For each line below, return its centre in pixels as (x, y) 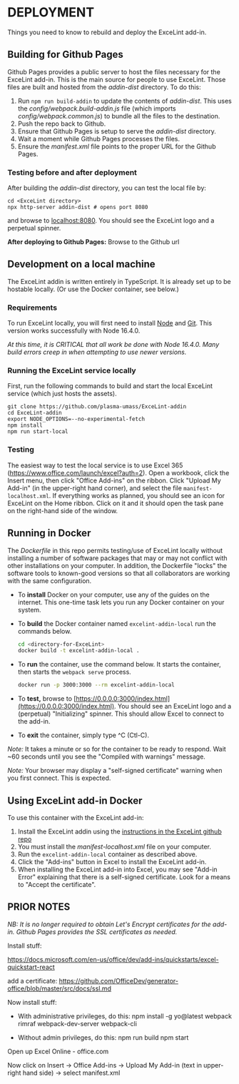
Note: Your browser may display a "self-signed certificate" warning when (115, 771)
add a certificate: (32, 981)
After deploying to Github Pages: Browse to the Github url (93, 242)
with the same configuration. (50, 581)
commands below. (45, 631)
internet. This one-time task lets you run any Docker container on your (121, 602)
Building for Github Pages (65, 55)
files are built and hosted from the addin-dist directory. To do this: (104, 87)
